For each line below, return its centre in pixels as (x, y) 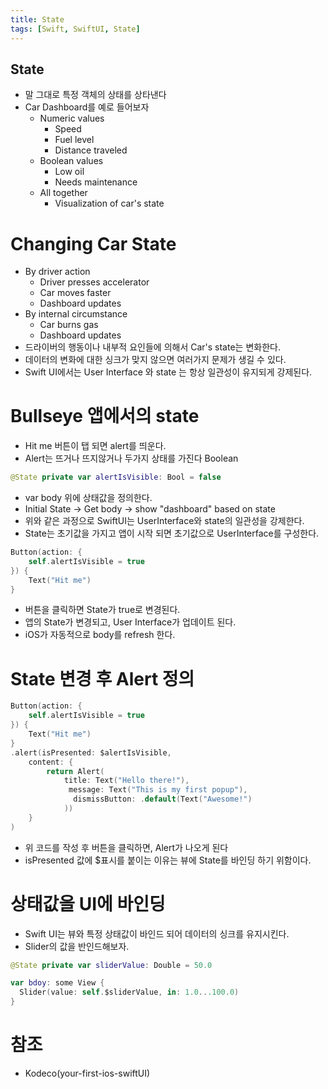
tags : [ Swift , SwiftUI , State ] (75, 29)
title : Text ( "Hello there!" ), (126, 781)
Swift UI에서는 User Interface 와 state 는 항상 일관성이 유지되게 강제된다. (168, 372)
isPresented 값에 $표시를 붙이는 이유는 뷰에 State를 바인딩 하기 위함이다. (168, 860)
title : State (37, 19)
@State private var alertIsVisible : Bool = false (116, 477)
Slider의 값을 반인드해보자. (77, 946)
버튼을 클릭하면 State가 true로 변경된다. (102, 610)
